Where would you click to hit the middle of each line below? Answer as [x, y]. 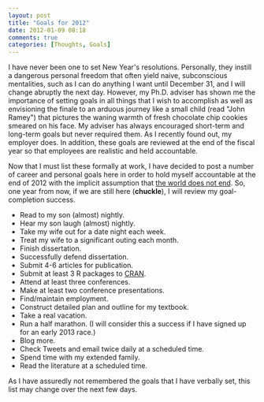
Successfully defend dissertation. [74, 257]
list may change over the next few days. [73, 389]
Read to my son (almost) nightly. [72, 215]
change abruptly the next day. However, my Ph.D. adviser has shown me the [132, 92]
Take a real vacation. [53, 315]
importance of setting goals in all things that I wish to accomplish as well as [130, 101]
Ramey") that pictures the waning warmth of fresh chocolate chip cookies [128, 117]
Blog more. [37, 341]
